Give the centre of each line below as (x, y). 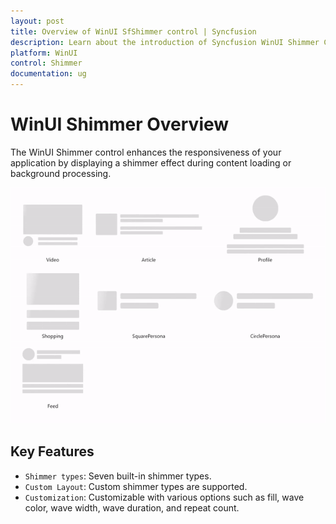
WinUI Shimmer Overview (120, 124)
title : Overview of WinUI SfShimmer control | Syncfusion (133, 31)
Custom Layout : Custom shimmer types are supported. (136, 486)
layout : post (37, 21)
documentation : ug (48, 74)
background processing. (61, 173)
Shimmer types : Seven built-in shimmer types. (118, 476)
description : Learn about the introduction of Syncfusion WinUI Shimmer (165, 42)
